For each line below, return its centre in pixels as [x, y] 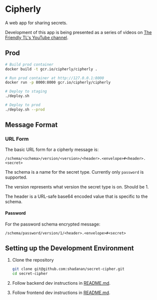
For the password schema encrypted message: [53, 224]
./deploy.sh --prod [25, 110]
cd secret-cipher [30, 274]
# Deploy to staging [26, 92]
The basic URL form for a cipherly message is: [52, 150]
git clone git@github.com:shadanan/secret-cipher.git [68, 269]
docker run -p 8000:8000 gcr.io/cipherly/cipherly [58, 82]
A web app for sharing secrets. [36, 23]
